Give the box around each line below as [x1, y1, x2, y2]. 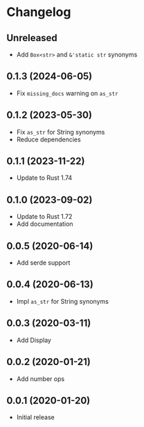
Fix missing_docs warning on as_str [16, 88, 118, 98]
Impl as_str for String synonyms [16, 297, 109, 305]
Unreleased [6, 32, 58, 44]
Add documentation [16, 220, 73, 228]
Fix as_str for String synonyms [16, 127, 105, 136]
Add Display [16, 336, 51, 344]
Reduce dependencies [16, 135, 81, 143]
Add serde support [16, 258, 71, 267]
